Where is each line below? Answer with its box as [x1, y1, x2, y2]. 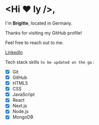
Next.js [12, 103, 27, 109]
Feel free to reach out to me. [5, 39, 64, 46]
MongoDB [12, 114, 33, 120]
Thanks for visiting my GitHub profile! [5, 30, 82, 36]
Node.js [12, 108, 29, 114]
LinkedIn [5, 49, 23, 55]
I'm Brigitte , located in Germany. [5, 20, 72, 26]
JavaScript [12, 91, 35, 97]
